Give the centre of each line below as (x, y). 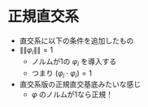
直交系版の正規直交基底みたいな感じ (80, 84)
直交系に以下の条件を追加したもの (76, 41)
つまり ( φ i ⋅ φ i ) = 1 (62, 74)
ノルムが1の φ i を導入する (74, 62)
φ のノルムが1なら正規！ (72, 95)
